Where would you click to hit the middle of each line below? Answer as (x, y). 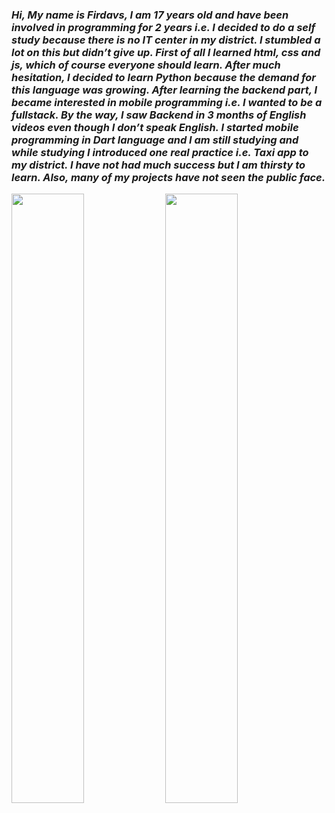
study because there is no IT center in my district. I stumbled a (166, 40)
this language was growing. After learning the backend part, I (164, 90)
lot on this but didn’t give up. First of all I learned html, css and (166, 52)
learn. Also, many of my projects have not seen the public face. (168, 177)
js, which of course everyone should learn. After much (146, 65)
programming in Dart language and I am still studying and (155, 140)
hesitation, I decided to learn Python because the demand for (163, 77)
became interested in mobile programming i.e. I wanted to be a (167, 102)
